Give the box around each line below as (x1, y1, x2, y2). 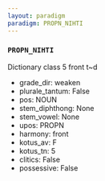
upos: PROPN (18, 120, 65, 130)
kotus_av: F (18, 138, 57, 147)
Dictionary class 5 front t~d (7, 62, 98, 72)
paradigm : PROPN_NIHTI (7, 19, 83, 27)
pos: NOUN (18, 94, 58, 105)
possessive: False (18, 162, 79, 173)
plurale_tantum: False (18, 86, 90, 96)
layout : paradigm (7, 11, 66, 20)
